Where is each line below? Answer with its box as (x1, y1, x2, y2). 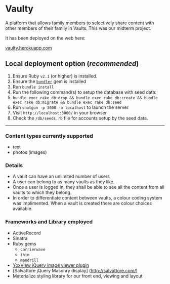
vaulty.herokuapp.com (5, 45, 52, 51)
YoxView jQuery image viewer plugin (12, 262, 90, 268)
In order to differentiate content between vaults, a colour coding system (12, 195, 163, 201)
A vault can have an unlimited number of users (12, 173, 110, 180)
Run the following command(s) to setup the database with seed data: (12, 89, 157, 95)
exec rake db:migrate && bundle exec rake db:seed (12, 100, 122, 105)
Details (5, 161, 23, 169)
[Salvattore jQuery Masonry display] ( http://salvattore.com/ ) (12, 267, 138, 273)
